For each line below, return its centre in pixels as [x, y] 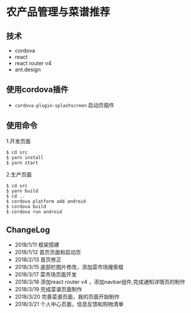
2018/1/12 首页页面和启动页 [48, 252]
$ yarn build [22, 191]
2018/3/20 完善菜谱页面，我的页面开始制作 [67, 297]
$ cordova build [26, 206]
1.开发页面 [18, 141]
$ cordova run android [34, 211]
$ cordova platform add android [46, 201]
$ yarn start [22, 163]
